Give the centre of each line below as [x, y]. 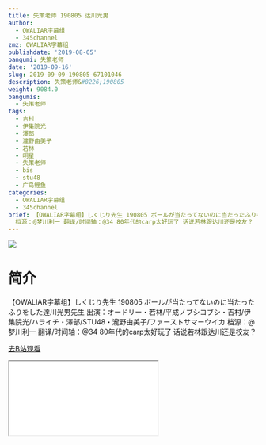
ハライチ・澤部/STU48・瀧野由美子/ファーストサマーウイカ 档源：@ [143, 322]
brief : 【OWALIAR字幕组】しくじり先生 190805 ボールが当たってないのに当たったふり [133, 215]
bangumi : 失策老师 [36, 60]
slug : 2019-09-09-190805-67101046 [65, 75]
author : [21, 23]
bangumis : [25, 97]
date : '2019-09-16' [40, 67]
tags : [17, 112]
